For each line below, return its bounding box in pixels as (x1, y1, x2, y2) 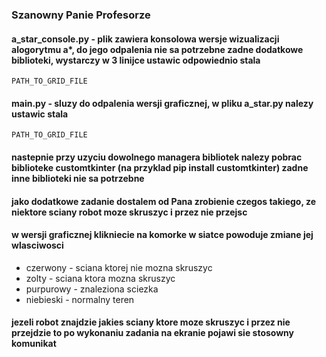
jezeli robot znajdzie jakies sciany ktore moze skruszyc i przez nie (11, 316, 291, 328)
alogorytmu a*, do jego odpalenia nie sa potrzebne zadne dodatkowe (11, 43, 304, 55)
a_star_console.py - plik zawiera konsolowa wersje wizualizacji (11, 33, 280, 45)
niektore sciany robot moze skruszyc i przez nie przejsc (11, 206, 248, 218)
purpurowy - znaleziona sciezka (25, 283, 159, 295)
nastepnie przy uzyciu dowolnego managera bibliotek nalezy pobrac (11, 151, 303, 163)
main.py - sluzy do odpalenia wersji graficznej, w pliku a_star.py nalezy (11, 97, 314, 109)
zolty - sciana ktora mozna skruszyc (25, 272, 176, 284)
